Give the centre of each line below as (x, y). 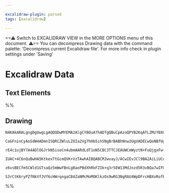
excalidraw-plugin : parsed (33, 14)
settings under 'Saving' (29, 54)
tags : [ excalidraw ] (26, 19)
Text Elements (28, 93)
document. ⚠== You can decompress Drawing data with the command (79, 43)
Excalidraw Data (40, 74)
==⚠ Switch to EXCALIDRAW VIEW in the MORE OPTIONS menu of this (79, 38)
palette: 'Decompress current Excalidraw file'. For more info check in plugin (83, 49)
